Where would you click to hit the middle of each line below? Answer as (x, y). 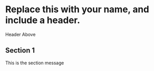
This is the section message (35, 63)
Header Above (20, 34)
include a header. (43, 20)
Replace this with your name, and (77, 9)
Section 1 (20, 50)
